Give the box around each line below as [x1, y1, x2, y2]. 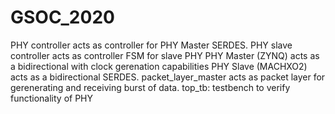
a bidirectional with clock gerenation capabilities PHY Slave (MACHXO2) [10, 60, 308, 72]
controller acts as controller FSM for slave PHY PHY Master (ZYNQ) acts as [10, 49, 320, 61]
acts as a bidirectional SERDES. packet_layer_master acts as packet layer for [10, 71, 326, 83]
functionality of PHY [10, 92, 94, 104]
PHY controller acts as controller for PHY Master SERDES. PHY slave [10, 39, 293, 51]
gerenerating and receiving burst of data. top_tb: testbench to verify [10, 81, 291, 93]
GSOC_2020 [10, 6, 115, 29]
